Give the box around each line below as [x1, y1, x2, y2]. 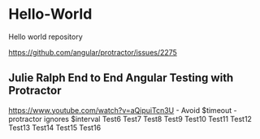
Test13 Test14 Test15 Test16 [8, 123, 102, 132]
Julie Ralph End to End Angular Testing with [8, 71, 234, 85]
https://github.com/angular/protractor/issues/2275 [8, 47, 177, 57]
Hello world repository [8, 32, 83, 41]
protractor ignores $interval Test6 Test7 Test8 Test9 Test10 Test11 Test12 [8, 114, 252, 124]
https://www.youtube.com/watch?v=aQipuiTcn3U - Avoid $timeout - [8, 105, 237, 115]
